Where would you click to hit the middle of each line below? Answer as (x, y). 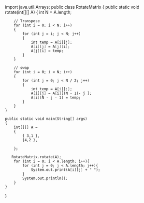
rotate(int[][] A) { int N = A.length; (38, 12)
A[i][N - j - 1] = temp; (56, 98)
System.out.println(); (45, 178)
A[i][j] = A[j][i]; (50, 47)
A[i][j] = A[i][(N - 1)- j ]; (61, 93)
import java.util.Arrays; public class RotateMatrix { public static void (72, 7)
